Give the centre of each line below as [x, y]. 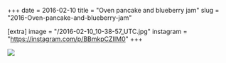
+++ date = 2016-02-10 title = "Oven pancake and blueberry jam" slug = [113, 10]
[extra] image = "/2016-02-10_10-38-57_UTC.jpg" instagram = [97, 31]
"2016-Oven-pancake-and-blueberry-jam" [70, 18]
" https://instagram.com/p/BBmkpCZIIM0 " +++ [75, 39]
